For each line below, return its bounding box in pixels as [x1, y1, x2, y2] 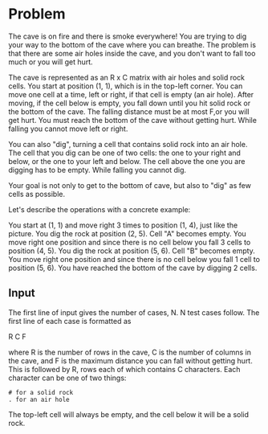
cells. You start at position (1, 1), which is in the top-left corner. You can [8, 81, 243, 91]
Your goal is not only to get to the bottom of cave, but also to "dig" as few [8, 180, 251, 190]
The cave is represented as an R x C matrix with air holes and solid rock [8, 72, 246, 82]
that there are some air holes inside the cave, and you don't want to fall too [8, 48, 256, 58]
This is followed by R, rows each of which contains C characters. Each [8, 364, 241, 374]
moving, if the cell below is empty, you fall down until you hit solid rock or [8, 98, 251, 108]
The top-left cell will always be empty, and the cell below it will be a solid [8, 409, 250, 419]
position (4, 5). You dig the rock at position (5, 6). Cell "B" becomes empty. [8, 246, 255, 256]
